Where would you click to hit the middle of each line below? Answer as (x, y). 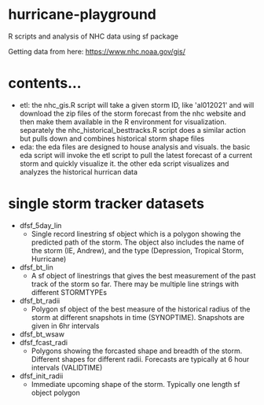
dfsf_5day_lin (40, 225)
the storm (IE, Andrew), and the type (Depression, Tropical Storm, (137, 250)
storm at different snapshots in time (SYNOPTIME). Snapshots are (138, 317)
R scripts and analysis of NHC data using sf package (93, 36)
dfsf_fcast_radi (44, 342)
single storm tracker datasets (106, 204)
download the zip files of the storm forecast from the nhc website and (132, 113)
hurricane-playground (82, 15)
